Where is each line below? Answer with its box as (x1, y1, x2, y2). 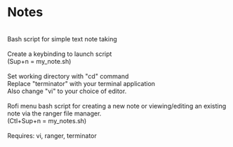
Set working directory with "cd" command (7, 71, 129, 80)
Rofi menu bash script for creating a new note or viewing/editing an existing (7, 101, 227, 110)
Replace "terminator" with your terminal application (7, 79, 156, 87)
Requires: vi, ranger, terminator (7, 131, 97, 140)
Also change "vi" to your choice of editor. (7, 87, 127, 95)
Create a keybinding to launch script (7, 50, 112, 58)
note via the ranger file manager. (7, 109, 102, 118)
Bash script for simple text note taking (7, 34, 117, 43)
